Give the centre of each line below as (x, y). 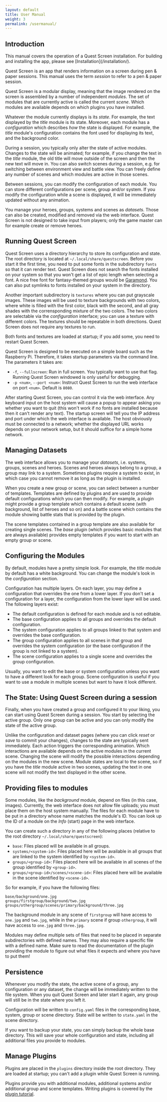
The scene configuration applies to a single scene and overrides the (82, 656)
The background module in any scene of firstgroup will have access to (79, 915)
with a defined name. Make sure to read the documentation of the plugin (80, 946)
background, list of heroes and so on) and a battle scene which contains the (83, 509)
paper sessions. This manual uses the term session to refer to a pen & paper (83, 76)
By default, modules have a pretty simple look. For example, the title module (83, 568)
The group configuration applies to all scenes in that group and (77, 640)
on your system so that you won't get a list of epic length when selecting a (82, 274)
